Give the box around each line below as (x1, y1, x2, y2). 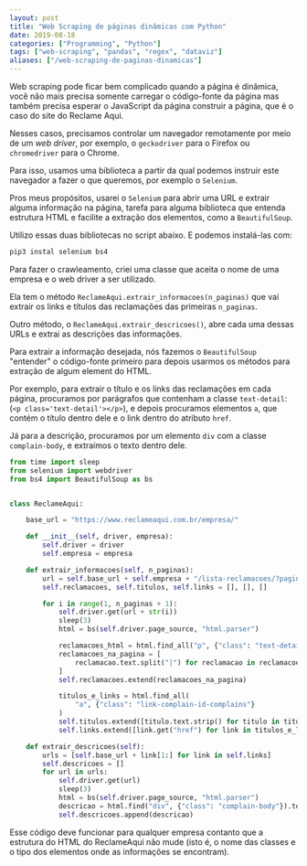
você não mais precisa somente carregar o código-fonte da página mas (9, 91, 280, 102)
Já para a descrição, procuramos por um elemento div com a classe (9, 430, 267, 441)
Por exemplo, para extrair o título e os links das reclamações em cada (9, 383, 271, 394)
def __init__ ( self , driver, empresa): (26, 532, 174, 541)
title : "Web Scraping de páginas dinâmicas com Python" (9, 22, 227, 31)
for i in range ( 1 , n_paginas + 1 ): (42, 599, 178, 608)
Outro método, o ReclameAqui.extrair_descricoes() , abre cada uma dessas (9, 318, 294, 329)
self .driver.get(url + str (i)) (58, 607, 178, 617)
